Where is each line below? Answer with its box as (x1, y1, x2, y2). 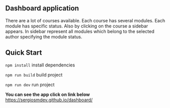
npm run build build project (5, 71, 63, 78)
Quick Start (5, 48, 42, 57)
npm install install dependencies (5, 62, 75, 68)
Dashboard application (5, 4, 79, 13)
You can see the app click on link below (5, 91, 90, 97)
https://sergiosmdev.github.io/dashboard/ (5, 96, 93, 103)
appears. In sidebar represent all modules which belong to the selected (5, 28, 155, 34)
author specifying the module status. (5, 33, 82, 40)
